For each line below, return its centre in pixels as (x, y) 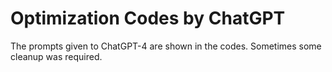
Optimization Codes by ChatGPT (148, 18)
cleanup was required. (56, 56)
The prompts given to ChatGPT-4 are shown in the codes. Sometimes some (166, 46)
